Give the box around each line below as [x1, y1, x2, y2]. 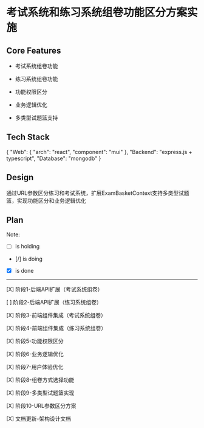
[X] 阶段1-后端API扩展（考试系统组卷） [6, 286, 103, 293]
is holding [15, 243, 40, 250]
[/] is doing [15, 255, 42, 262]
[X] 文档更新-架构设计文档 [6, 415, 72, 422]
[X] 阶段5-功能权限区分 [6, 337, 64, 345]
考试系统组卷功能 [15, 62, 58, 69]
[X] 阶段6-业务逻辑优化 [6, 350, 64, 357]
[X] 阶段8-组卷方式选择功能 [6, 376, 75, 384]
